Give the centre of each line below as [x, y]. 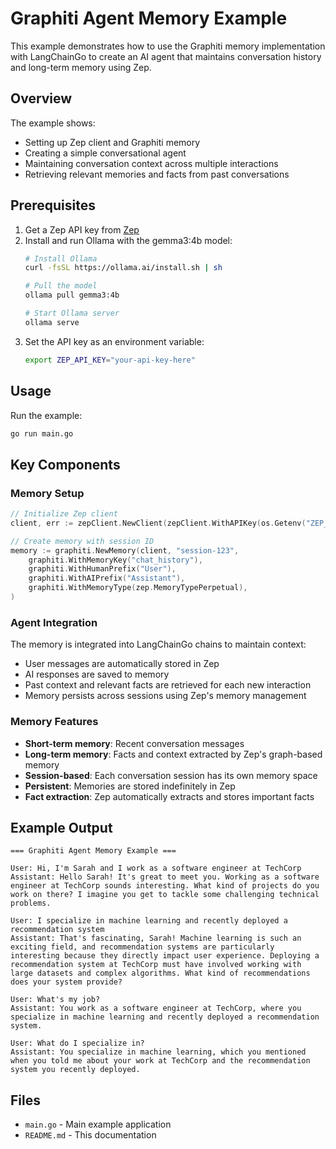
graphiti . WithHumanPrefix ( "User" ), [102, 569]
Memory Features [54, 722]
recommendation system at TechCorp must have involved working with [156, 965]
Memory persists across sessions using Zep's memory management [165, 696]
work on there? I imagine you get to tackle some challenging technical [165, 895]
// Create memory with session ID [82, 541]
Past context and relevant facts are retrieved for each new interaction [168, 685]
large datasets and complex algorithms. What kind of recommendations [160, 973]
